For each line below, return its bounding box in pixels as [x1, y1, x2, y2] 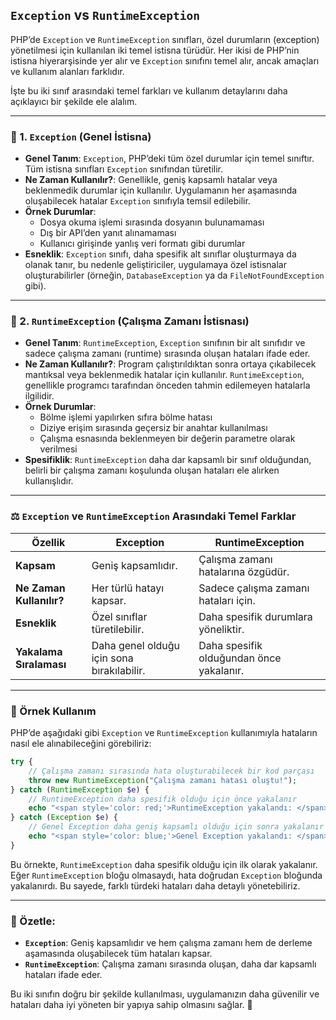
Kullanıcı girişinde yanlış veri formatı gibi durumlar [39, 238, 246, 250]
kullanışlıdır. [24, 475, 74, 487]
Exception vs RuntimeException [10, 7, 200, 24]
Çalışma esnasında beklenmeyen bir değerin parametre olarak [39, 433, 296, 445]
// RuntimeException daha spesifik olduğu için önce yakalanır [28, 794, 298, 804]
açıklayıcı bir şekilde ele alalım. [10, 95, 138, 107]
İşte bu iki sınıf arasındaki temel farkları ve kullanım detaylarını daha [10, 84, 288, 97]
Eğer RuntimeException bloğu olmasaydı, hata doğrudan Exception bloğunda [10, 869, 323, 881]
